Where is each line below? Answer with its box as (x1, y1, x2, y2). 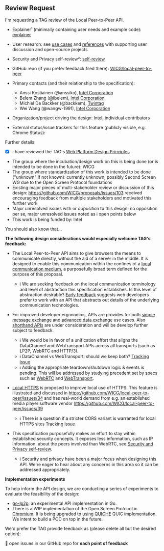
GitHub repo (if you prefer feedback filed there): (12, 65, 109, 71)
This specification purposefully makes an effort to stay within (12, 430, 136, 436)
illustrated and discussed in (12, 390, 68, 396)
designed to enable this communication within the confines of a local (12, 260, 151, 267)
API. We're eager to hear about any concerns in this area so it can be (19, 461, 159, 467)
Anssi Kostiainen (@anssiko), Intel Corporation (19, 89, 114, 95)
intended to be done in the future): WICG (12, 164, 94, 169)
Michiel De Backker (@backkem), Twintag (19, 100, 104, 106)
